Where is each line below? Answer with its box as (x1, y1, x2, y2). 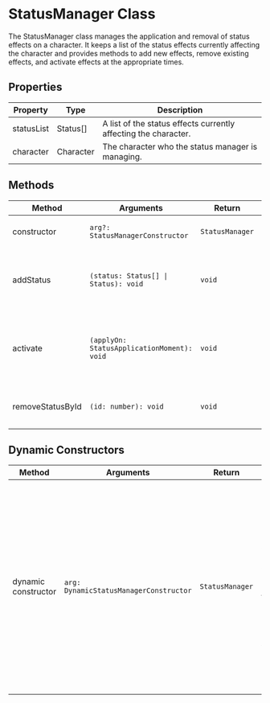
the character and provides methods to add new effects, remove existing (8, 48, 249, 58)
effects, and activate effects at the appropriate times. (8, 57, 185, 67)
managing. (102, 150, 142, 162)
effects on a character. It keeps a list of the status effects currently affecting (8, 39, 260, 49)
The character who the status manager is (102, 141, 258, 152)
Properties (8, 80, 63, 94)
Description (157, 104, 203, 115)
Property (13, 104, 48, 115)
